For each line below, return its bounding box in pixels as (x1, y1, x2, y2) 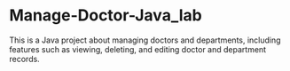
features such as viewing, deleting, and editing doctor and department (9, 43, 267, 54)
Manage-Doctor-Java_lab (9, 5, 202, 26)
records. (9, 53, 40, 64)
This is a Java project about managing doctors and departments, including (9, 35, 281, 45)
